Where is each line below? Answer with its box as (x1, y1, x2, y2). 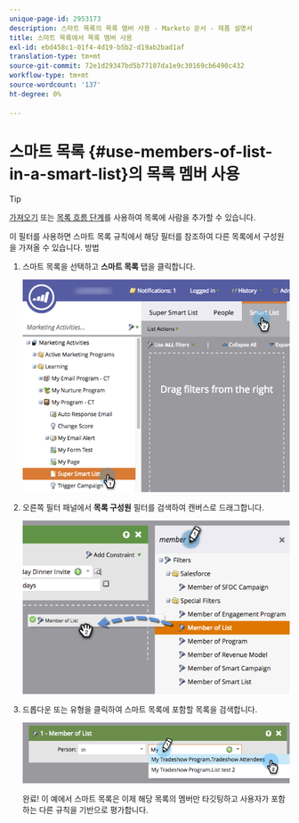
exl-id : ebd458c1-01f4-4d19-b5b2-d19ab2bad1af (9, 43, 185, 52)
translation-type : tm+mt (9, 52, 101, 62)
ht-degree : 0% (9, 89, 62, 98)
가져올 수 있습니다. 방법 (18, 242, 100, 254)
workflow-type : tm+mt (9, 71, 90, 80)
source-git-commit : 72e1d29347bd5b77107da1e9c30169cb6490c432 (9, 62, 245, 71)
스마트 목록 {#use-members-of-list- (9, 141, 273, 162)
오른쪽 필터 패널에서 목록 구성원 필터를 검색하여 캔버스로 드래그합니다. (21, 503, 264, 513)
